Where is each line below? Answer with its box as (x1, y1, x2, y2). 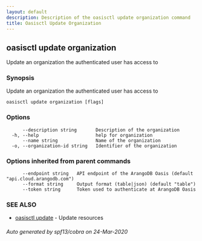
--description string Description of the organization (22, 127, 180, 133)
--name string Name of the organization (22, 137, 161, 144)
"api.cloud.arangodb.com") (6, 176, 74, 182)
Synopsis (6, 74, 34, 82)
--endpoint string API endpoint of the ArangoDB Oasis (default (22, 171, 194, 177)
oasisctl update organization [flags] (6, 99, 104, 105)
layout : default (6, 8, 47, 15)
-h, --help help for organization (11, 132, 153, 138)
